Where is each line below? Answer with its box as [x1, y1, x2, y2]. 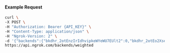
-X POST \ [5, 20, 26, 25]
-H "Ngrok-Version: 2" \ [5, 33, 57, 38]
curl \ [5, 15, 19, 20]
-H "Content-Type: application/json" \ [5, 29, 89, 34]
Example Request [5, 4, 43, 10]
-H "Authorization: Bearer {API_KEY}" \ [5, 24, 92, 29]
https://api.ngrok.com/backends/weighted [5, 43, 94, 48]
